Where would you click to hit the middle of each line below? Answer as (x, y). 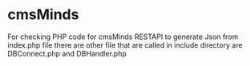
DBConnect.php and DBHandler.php (67, 53)
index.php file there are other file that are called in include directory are (125, 45)
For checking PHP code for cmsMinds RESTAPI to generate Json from (123, 37)
